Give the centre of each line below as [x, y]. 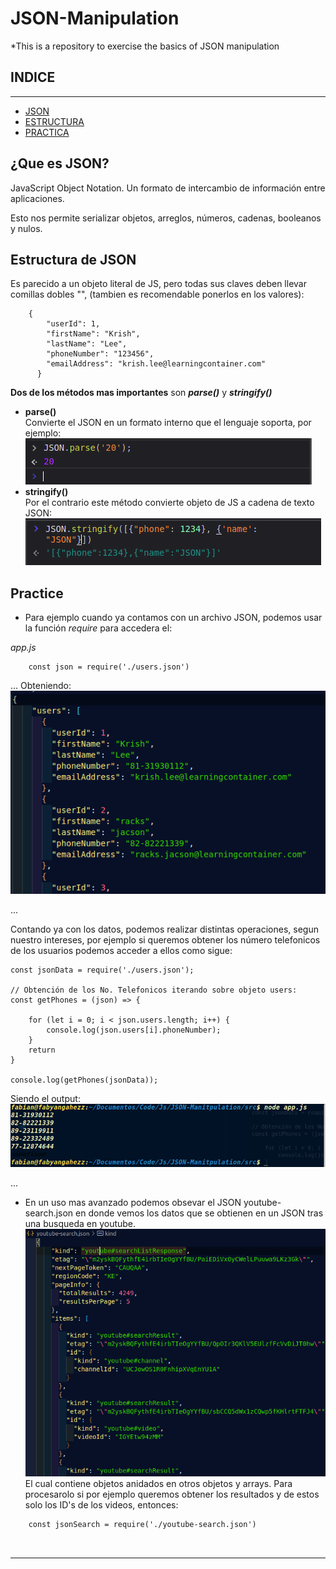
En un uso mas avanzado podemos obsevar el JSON [133, 1202]
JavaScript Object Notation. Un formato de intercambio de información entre [168, 188]
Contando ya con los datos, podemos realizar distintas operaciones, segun [164, 929]
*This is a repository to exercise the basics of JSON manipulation [145, 46]
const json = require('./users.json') [109, 667]
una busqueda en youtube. [80, 1223]
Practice [37, 593]
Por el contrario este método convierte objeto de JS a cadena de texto [169, 503]
